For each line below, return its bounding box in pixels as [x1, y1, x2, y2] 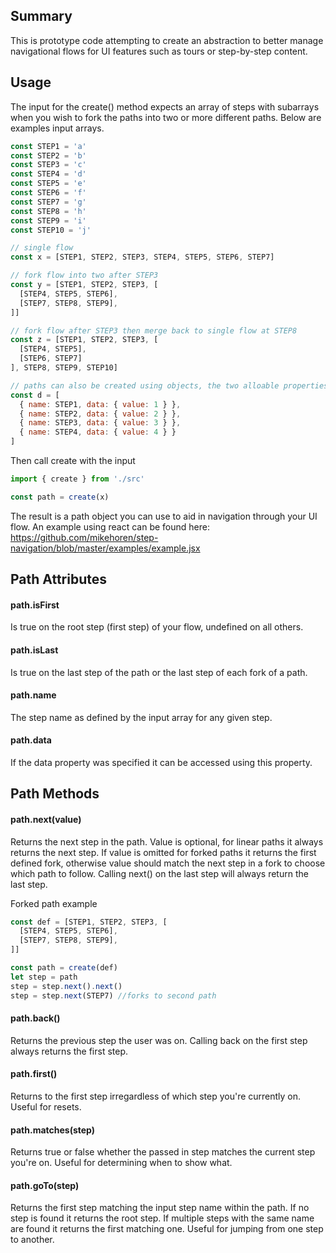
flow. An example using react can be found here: [10, 520, 210, 533]
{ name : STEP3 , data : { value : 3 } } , [19, 418, 182, 428]
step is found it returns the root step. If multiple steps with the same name [10, 1212, 315, 1224]
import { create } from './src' [10, 474, 145, 484]
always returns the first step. [10, 1045, 129, 1057]
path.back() [10, 1012, 61, 1024]
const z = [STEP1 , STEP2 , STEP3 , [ [10, 335, 159, 345]
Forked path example [10, 897, 98, 909]
